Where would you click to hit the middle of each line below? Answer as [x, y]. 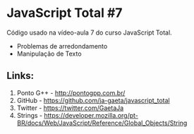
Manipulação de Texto [49, 54]
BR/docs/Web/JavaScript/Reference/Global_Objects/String [102, 123]
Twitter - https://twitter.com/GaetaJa [70, 108]
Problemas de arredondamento [62, 46]
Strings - [30, 115]
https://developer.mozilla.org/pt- [91, 115]
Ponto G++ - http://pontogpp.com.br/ [71, 92]
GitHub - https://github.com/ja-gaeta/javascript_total [93, 100]
